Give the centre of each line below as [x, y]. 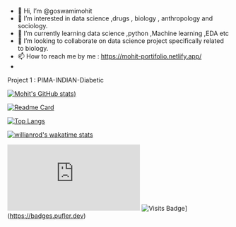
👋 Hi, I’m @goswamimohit [55, 11]
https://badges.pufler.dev [47, 216]
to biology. [33, 48]
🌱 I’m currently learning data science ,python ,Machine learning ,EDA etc [123, 33]
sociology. [33, 26]
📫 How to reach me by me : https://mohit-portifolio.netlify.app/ [110, 56]
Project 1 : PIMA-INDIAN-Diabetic [55, 80]
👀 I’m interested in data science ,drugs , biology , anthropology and [115, 18]
